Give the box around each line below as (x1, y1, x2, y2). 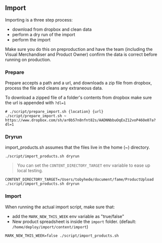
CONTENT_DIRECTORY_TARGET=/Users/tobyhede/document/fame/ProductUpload (5, 177, 154, 182)
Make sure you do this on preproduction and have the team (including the (5, 46, 153, 52)
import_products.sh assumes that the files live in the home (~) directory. (5, 144, 150, 151)
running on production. (5, 56, 51, 63)
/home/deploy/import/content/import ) (12, 223, 89, 229)
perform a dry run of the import (12, 31, 76, 37)
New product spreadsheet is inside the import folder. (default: (12, 219, 137, 224)
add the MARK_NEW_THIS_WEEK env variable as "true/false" (12, 213, 124, 219)
